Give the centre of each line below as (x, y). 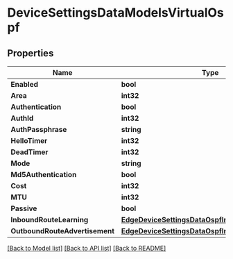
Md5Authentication (44, 175)
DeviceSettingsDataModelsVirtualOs (115, 13)
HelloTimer (29, 141)
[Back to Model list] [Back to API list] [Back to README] (87, 248)
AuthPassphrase (39, 129)
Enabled (25, 84)
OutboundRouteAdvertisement (63, 231)
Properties (31, 53)
